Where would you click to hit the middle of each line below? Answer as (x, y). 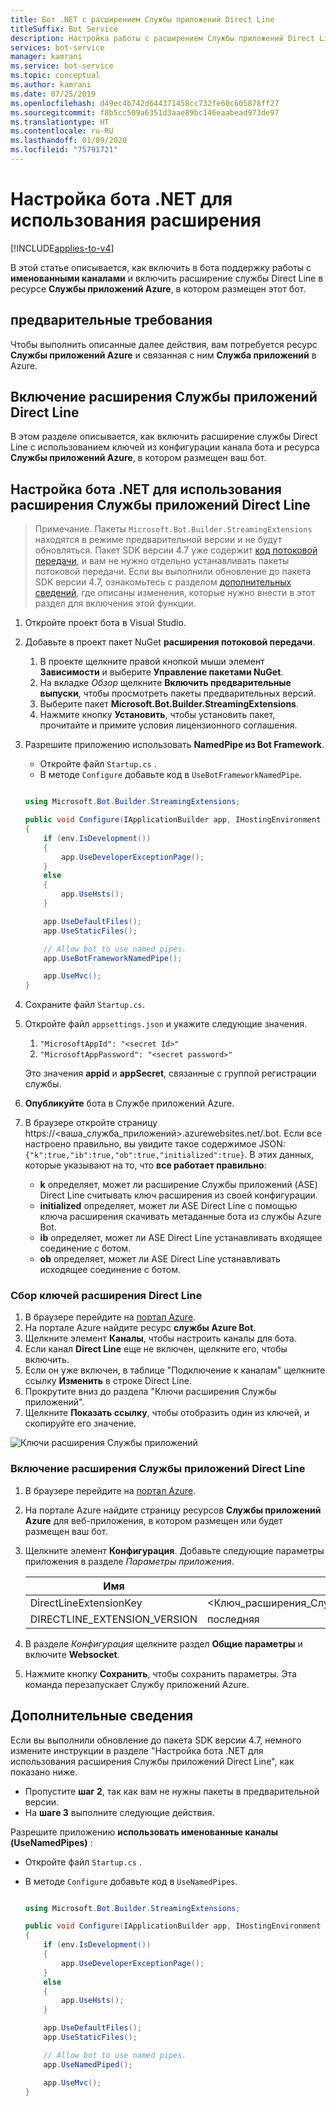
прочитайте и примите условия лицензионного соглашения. (168, 725)
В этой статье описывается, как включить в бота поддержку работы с (161, 267)
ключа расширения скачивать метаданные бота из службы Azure (180, 1217)
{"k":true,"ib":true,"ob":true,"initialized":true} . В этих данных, (169, 1155)
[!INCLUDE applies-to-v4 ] (62, 248)
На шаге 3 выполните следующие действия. (119, 1812)
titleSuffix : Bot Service (64, 29)
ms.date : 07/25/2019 (53, 94)
